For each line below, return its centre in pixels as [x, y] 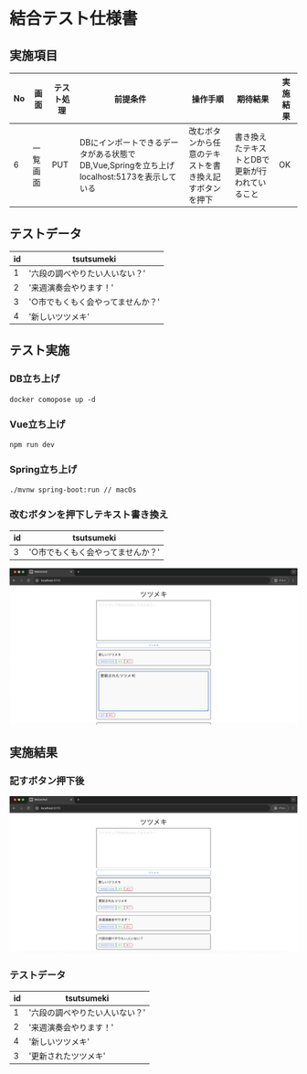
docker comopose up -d [53, 399]
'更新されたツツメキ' [68, 1056]
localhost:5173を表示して [128, 176]
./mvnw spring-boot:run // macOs [73, 490]
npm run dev [32, 445]
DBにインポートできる [121, 142]
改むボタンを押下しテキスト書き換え [89, 515]
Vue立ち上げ [37, 424]
